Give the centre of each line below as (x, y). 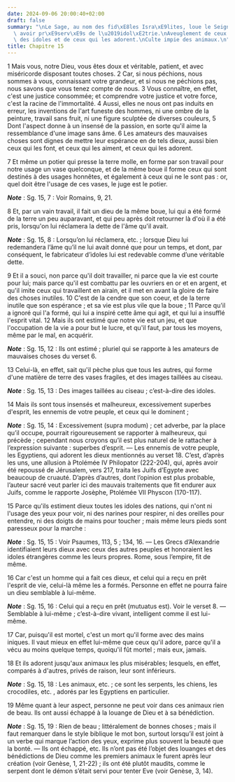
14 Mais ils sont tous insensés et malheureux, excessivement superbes (109, 404)
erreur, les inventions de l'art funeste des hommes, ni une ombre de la (108, 111)
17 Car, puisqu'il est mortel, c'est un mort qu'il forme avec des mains (106, 634)
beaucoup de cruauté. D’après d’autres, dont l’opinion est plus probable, (111, 478)
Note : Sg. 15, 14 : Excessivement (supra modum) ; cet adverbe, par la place (116, 425)
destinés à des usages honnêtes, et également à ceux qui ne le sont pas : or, (117, 177)
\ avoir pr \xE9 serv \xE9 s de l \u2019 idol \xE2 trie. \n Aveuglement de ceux (120, 33)
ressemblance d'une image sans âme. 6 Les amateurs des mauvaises (107, 133)
